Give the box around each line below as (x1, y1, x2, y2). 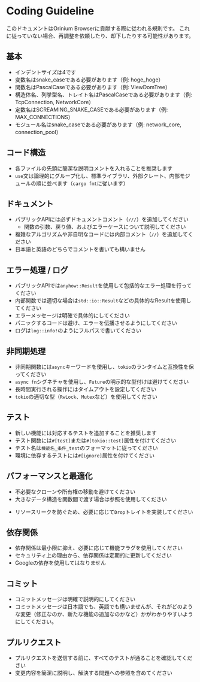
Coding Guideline (6, 4, 95, 18)
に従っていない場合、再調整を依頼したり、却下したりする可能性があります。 (6, 32, 195, 40)
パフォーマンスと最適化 (6, 471, 93, 481)
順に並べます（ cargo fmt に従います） (35, 180, 129, 187)
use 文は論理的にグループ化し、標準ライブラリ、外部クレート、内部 (14, 172, 180, 179)
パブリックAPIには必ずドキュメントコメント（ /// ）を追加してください (14, 216, 189, 223)
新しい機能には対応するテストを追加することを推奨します (14, 429, 157, 437)
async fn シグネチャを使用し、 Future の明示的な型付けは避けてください (14, 378, 189, 385)
